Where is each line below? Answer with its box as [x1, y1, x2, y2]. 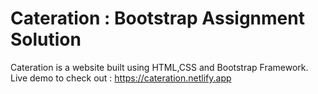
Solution [10, 28, 82, 51]
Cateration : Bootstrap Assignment [10, 7, 305, 30]
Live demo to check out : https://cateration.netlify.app [10, 72, 232, 84]
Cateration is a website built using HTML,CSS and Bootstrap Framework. [10, 61, 309, 73]
